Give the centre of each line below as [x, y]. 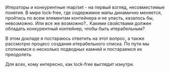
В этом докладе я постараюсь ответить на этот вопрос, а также [75, 38]
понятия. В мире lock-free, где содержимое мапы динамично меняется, [84, 13]
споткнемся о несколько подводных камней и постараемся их [74, 49]
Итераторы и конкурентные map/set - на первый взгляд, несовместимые [85, 7]
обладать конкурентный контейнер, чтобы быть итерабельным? [75, 29]
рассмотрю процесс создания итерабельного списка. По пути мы [77, 44]
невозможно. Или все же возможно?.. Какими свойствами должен [78, 23]
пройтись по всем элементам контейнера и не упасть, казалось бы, [79, 18]
